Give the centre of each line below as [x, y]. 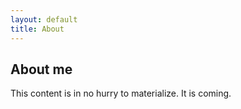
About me [41, 69]
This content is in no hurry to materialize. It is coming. [121, 93]
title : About [37, 29]
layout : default [44, 19]
